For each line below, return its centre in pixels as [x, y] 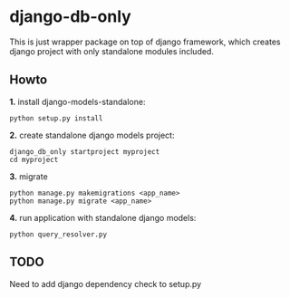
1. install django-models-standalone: [77, 101]
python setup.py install [56, 118]
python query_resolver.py [58, 234]
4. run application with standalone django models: [103, 217]
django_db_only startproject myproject [85, 151]
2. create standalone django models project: [92, 135]
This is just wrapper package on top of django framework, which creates [145, 42]
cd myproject [34, 159]
